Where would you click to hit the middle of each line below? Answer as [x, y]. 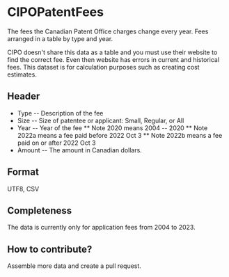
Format [23, 172]
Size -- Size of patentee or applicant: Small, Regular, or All [101, 120]
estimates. [22, 74]
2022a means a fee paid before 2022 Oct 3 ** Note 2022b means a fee [120, 135]
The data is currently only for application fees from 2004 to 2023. [102, 228]
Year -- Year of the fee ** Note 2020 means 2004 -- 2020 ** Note [112, 128]
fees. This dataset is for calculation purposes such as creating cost [103, 67]
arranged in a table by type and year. [60, 38]
